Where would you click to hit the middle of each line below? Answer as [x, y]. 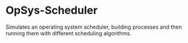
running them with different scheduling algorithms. [69, 33]
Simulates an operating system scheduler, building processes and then [94, 27]
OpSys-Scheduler [52, 10]
